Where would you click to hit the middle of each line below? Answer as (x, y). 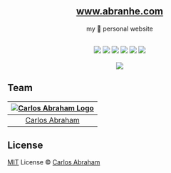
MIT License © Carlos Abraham (54, 162)
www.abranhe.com (120, 12)
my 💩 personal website (120, 28)
